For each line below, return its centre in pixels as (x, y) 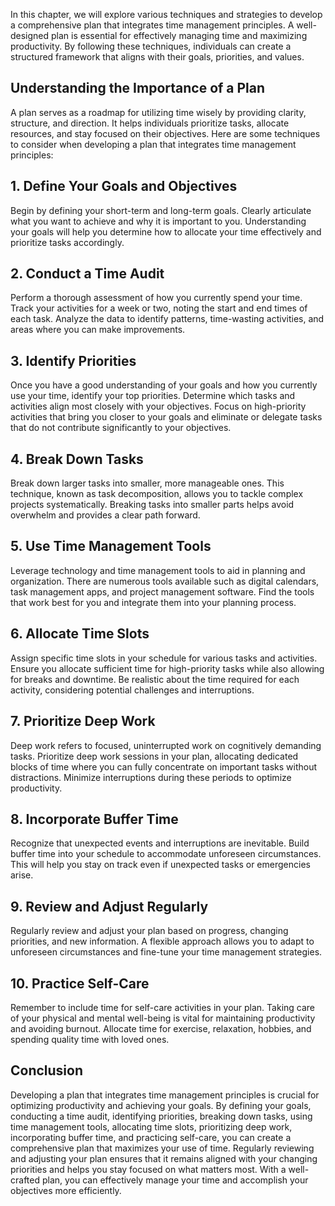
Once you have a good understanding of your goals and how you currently (164, 385)
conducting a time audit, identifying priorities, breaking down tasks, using (161, 1116)
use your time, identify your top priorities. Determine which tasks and (153, 396)
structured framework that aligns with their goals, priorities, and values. (157, 57)
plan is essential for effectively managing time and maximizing (179, 35)
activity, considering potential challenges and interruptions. (132, 690)
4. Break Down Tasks (77, 459)
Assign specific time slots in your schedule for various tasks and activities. (164, 658)
